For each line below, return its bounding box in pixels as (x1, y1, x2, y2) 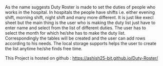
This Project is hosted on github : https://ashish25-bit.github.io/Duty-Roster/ (5, 55, 159, 61)
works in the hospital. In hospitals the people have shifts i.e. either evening (5, 9, 155, 15)
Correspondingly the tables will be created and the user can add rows (5, 35, 145, 41)
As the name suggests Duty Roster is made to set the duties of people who (5, 4, 156, 10)
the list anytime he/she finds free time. (5, 46, 82, 51)
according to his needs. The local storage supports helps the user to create (5, 41, 157, 46)
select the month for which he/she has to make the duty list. (5, 30, 126, 36)
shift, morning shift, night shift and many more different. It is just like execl (5, 15, 154, 20)
